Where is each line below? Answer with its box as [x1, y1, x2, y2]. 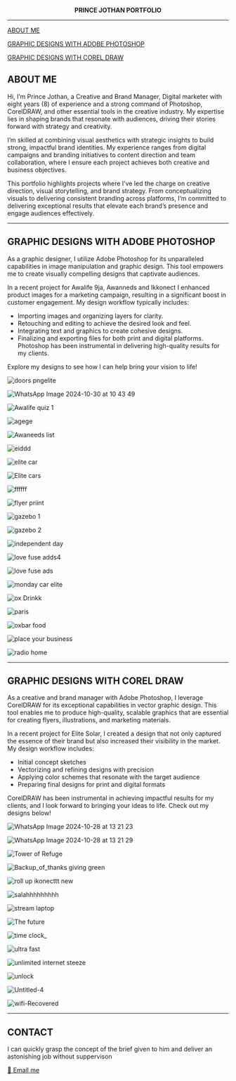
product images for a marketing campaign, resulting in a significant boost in [7, 291, 227, 299]
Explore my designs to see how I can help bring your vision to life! [7, 362, 198, 371]
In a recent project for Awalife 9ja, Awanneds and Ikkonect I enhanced [7, 283, 210, 291]
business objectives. [7, 165, 67, 174]
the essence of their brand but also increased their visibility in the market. [7, 737, 221, 745]
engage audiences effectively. [7, 208, 95, 217]
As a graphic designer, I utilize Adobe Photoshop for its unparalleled [7, 254, 204, 263]
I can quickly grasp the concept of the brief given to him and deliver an [7, 1045, 213, 1054]
